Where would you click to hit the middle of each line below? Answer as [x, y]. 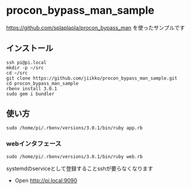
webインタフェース [34, 144]
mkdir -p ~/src [25, 68]
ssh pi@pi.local [26, 62]
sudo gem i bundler [30, 94]
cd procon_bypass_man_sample [42, 83]
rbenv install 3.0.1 [32, 88]
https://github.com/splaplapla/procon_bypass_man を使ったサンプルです [95, 27]
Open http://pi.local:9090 [46, 180]
